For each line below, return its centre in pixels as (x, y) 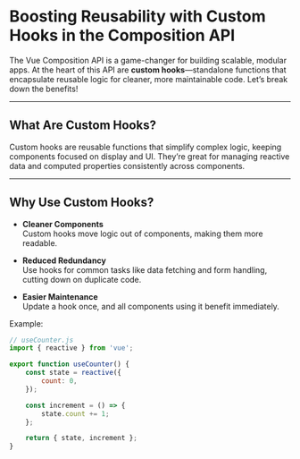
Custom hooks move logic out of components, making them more (142, 234)
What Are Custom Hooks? (83, 126)
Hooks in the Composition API (122, 35)
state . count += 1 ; (75, 413)
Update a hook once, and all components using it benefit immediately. (150, 306)
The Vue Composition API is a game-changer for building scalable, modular (148, 60)
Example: (26, 323)
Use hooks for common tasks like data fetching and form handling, (145, 269)
